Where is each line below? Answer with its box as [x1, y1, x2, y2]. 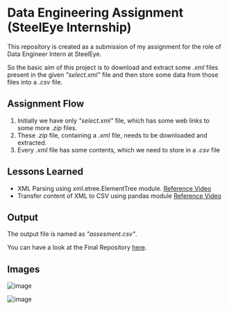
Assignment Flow [7, 98, 85, 110]
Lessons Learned [7, 166, 83, 178]
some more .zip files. [17, 123, 78, 132]
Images [7, 263, 40, 275]
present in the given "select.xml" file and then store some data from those [7, 71, 219, 79]
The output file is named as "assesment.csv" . [7, 230, 137, 238]
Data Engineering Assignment [7, 5, 184, 21]
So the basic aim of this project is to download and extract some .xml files [7, 63, 219, 71]
